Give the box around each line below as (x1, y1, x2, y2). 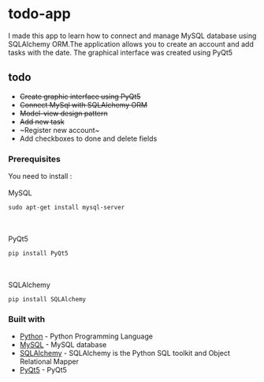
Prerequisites (8, 153, 61, 165)
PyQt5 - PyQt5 (19, 365, 67, 375)
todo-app (8, 5, 71, 23)
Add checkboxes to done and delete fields (19, 134, 158, 143)
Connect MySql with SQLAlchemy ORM (19, 100, 148, 109)
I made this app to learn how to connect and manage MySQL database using (8, 31, 257, 40)
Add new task (19, 116, 65, 127)
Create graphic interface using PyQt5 (19, 92, 141, 101)
